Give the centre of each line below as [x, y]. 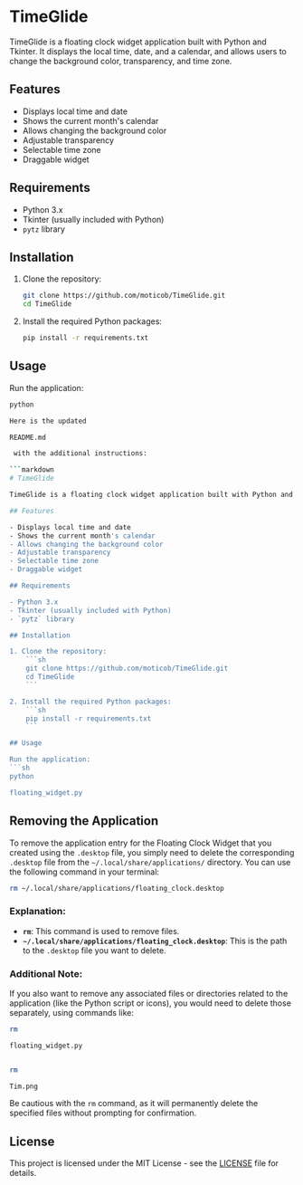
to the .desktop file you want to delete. [94, 950]
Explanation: [38, 912]
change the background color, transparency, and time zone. [121, 61]
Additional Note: [46, 973]
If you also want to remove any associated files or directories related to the [149, 993]
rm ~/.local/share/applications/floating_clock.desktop [117, 888]
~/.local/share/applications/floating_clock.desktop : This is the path [155, 941]
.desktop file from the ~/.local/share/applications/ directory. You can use [150, 862]
